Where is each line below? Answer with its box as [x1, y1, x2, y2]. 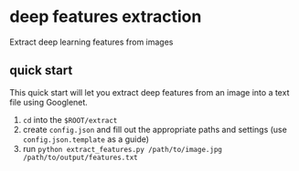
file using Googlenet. [9, 96, 89, 107]
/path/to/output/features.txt [22, 153, 139, 162]
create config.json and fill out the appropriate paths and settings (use [22, 124, 288, 135]
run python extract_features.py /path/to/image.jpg [22, 143, 222, 154]
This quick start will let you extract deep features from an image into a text [9, 86, 290, 97]
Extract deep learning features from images [9, 36, 174, 47]
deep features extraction [9, 6, 202, 27]
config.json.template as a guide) [22, 134, 149, 145]
